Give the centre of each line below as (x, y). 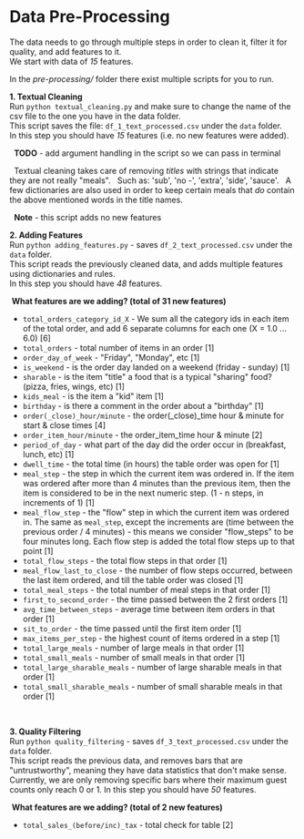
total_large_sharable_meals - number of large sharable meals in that (152, 667)
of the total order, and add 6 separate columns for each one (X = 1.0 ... (154, 328)
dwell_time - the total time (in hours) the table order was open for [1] (151, 464)
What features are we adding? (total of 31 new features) (119, 301)
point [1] (38, 551)
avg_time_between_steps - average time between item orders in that (149, 609)
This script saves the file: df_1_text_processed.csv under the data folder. (146, 126)
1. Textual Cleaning (46, 97)
